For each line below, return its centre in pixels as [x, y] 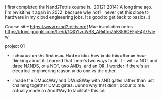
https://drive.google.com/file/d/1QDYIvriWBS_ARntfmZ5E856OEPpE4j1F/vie [80, 32]
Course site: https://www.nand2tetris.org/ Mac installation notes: [69, 27]
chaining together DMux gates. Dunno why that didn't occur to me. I [80, 85]
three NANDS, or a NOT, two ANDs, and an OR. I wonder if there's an [81, 66]
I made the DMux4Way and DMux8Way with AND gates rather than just [83, 80]
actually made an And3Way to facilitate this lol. [59, 91]
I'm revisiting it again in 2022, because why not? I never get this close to [77, 12]
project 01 [15, 46]
